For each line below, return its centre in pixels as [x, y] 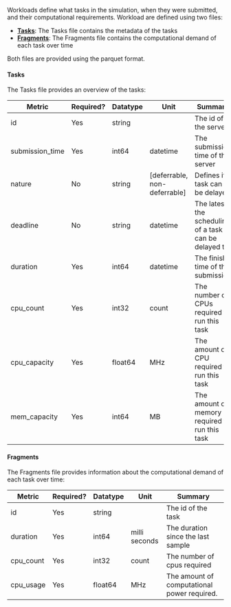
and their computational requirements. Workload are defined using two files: [115, 17]
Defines [207, 175]
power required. [192, 594]
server [205, 164]
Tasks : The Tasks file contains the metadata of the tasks [97, 31]
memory [208, 412]
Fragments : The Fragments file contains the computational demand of [117, 38]
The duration [187, 528]
